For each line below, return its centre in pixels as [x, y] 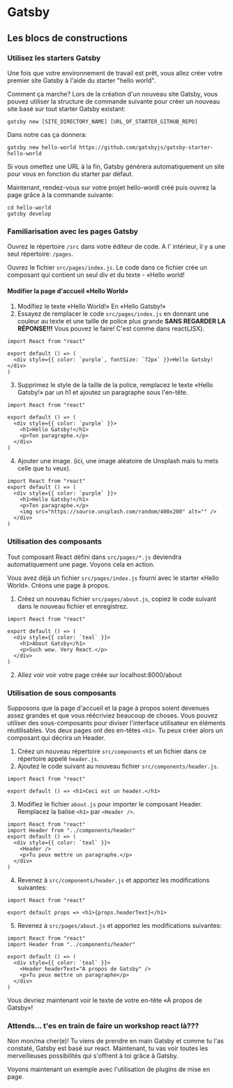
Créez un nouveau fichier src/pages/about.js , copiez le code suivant [116, 599]
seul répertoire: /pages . [40, 254]
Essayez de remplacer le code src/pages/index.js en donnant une [113, 314]
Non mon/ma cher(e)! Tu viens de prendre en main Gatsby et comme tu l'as [116, 1041]
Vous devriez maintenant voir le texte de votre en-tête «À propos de [105, 1000]
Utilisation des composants [55, 542]
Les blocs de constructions [67, 38]
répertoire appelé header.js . [58, 758]
